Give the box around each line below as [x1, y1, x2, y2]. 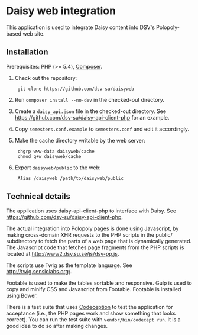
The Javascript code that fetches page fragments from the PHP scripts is [6, 244, 184, 251]
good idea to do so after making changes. [6, 322, 108, 329]
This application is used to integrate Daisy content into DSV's [6, 24, 155, 31]
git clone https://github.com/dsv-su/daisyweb [17, 86, 134, 92]
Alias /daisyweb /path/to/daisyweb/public [17, 175, 124, 181]
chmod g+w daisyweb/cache [17, 153, 82, 159]
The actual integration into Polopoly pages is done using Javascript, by [6, 225, 179, 232]
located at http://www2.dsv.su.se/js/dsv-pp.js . [6, 250, 119, 257]
